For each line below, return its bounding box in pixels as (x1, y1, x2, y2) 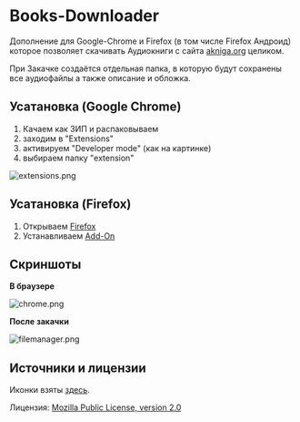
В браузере (9, 281, 55, 292)
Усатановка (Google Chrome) (9, 99, 182, 115)
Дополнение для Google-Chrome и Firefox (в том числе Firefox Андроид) (9, 36, 292, 46)
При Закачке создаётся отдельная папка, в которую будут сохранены (9, 63, 282, 74)
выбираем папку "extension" (22, 152, 135, 163)
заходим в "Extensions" (22, 133, 114, 144)
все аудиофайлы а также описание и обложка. (9, 72, 191, 83)
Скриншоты (9, 256, 82, 272)
